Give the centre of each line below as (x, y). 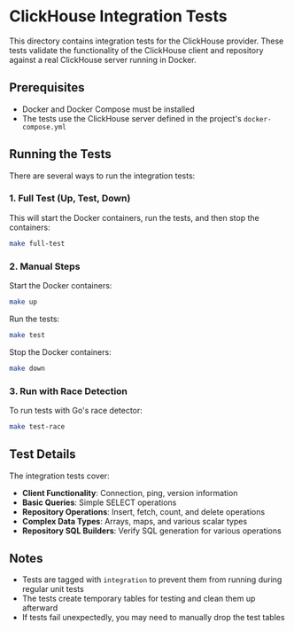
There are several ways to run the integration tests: (102, 176)
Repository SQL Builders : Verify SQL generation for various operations (151, 531)
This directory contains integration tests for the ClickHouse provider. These (147, 41)
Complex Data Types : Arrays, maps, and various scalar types (135, 521)
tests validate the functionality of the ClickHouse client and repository (136, 50)
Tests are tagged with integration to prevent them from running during (152, 580)
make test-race (37, 426)
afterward (40, 608)
